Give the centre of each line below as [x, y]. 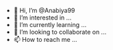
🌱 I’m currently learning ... [50, 25]
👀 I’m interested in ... [42, 18]
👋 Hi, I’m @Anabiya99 [44, 10]
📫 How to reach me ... [45, 40]
